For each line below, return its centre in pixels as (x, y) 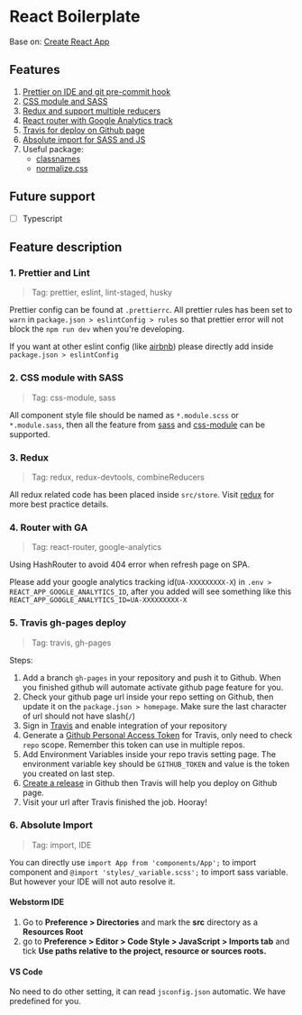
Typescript (42, 218)
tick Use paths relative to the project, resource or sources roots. (144, 951)
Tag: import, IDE (61, 845)
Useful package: (53, 149)
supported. (30, 434)
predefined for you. (45, 1001)
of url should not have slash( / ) (79, 716)
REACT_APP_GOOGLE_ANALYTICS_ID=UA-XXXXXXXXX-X (98, 600)
